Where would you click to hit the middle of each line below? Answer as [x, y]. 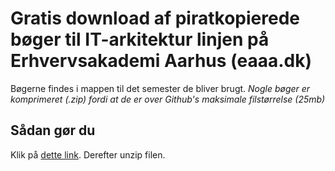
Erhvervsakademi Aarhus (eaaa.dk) [161, 61]
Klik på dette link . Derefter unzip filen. [88, 154]
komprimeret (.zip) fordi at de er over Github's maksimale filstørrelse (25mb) [168, 99]
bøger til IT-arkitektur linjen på [140, 39]
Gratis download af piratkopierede [155, 18]
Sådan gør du [53, 130]
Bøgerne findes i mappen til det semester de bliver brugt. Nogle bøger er [160, 88]
